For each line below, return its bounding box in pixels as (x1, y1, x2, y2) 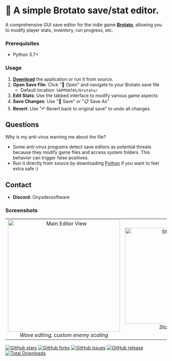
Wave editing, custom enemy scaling (19, 332, 109, 339)
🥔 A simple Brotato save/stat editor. (5, 5, 159, 16)
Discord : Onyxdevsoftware (12, 194, 70, 200)
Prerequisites (5, 39, 39, 47)
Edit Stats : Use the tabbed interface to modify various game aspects (12, 92, 158, 98)
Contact (5, 180, 32, 189)
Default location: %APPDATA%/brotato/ (20, 87, 98, 93)
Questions (5, 120, 39, 129)
